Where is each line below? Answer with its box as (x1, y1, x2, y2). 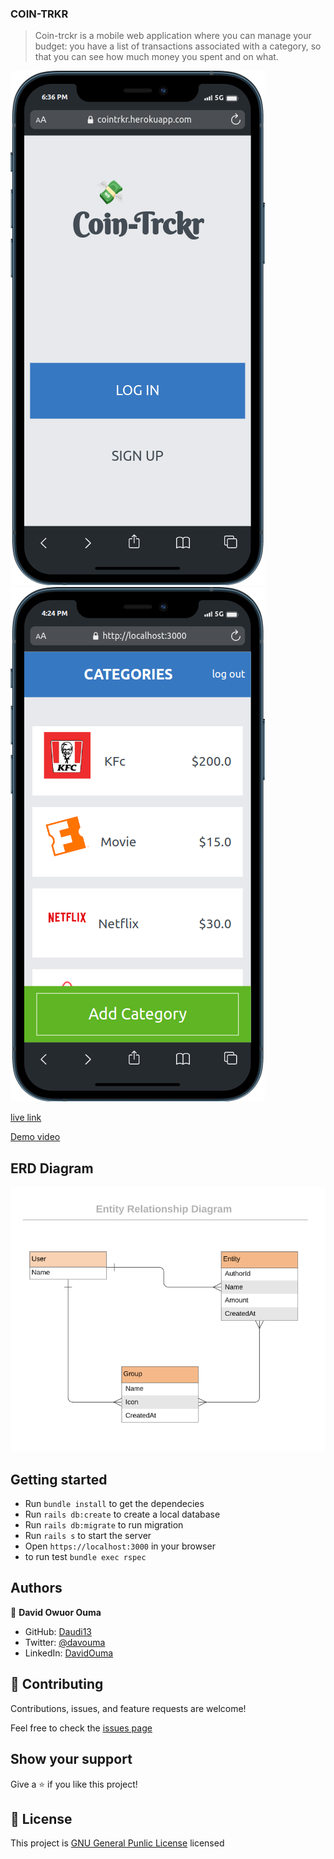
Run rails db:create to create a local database (24, 1508, 221, 1521)
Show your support (10, 1751, 133, 1768)
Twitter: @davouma (24, 1636, 106, 1648)
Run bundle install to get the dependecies (24, 1498, 205, 1510)
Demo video (10, 1131, 61, 1143)
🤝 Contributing (10, 1676, 104, 1693)
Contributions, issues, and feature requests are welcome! (10, 1702, 247, 1714)
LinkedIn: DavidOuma (24, 1647, 114, 1659)
